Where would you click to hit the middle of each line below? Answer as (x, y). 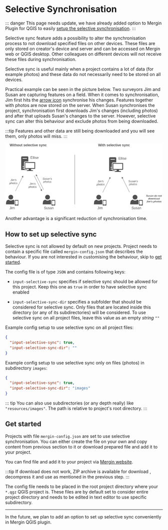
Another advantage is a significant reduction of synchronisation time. (76, 218)
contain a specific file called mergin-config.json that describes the (74, 251)
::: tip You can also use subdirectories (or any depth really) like (69, 403)
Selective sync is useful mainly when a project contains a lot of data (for (79, 69)
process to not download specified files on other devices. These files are (80, 43)
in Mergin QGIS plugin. (28, 522)
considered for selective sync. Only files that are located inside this (81, 307)
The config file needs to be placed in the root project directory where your (82, 486)
